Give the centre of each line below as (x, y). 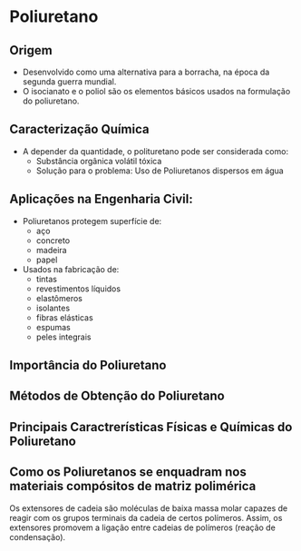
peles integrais (63, 337)
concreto (53, 240)
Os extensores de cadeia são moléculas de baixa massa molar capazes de (149, 508)
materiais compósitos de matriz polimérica (133, 486)
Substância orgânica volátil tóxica (99, 161)
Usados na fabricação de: (71, 269)
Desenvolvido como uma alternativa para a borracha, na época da (146, 72)
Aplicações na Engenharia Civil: (101, 199)
